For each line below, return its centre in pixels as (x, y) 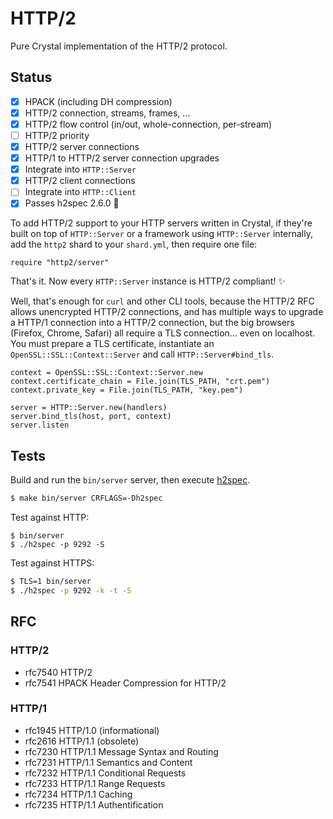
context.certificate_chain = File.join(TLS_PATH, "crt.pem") (140, 382)
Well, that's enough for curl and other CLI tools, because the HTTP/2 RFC (162, 301)
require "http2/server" (60, 263)
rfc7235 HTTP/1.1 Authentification (94, 804)
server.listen (40, 425)
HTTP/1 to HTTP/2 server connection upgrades (122, 158)
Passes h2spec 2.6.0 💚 (72, 203)
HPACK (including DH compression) (98, 101)
